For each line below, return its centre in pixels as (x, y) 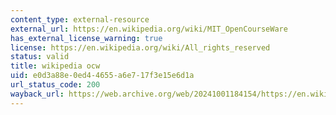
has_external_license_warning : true (86, 38)
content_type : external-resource (80, 19)
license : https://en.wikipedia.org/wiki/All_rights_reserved (140, 47)
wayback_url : (37, 94)
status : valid (40, 57)
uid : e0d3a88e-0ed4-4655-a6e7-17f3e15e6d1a (102, 76)
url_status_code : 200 (55, 85)
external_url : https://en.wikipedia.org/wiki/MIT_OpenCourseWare (149, 29)
